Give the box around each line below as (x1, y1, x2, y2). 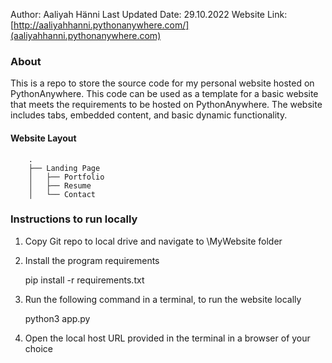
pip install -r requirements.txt (24, 274, 145, 286)
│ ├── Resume (28, 180, 92, 191)
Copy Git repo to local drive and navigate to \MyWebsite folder (24, 235, 283, 247)
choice (24, 342, 54, 354)
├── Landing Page (28, 163, 101, 173)
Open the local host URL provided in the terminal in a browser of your (24, 332, 311, 344)
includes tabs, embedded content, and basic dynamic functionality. (10, 109, 288, 121)
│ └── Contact (28, 189, 97, 199)
